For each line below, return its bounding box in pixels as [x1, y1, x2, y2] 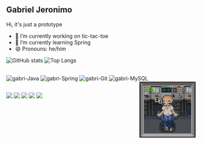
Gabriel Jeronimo [6, 5, 73, 15]
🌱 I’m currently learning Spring [14, 38, 91, 46]
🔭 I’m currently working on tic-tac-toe [14, 32, 109, 40]
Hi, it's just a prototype [6, 20, 63, 28]
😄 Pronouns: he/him [14, 45, 66, 52]
